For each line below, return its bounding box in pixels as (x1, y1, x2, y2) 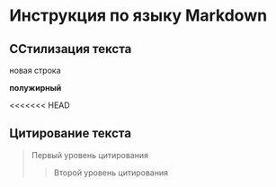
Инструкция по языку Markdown (9, 5, 268, 26)
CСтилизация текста (9, 41, 132, 57)
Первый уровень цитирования (31, 149, 148, 160)
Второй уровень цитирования (53, 167, 169, 178)
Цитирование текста (9, 126, 132, 141)
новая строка (9, 65, 61, 76)
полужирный (9, 83, 62, 93)
